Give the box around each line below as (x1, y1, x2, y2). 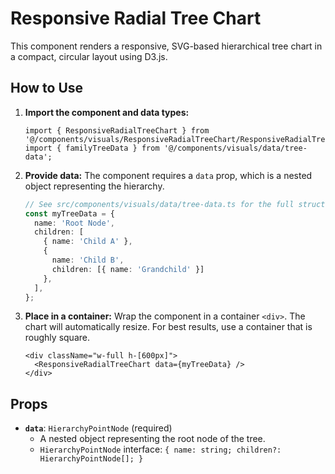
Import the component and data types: (24, 106, 190, 118)
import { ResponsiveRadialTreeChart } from (24, 125, 210, 136)
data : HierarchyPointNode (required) (24, 422, 173, 434)
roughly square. (24, 332, 90, 344)
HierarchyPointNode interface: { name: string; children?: (39, 443, 282, 456)
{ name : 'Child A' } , (43, 237, 133, 247)
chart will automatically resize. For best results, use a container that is (24, 321, 313, 333)
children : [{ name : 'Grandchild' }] (51, 264, 205, 274)
